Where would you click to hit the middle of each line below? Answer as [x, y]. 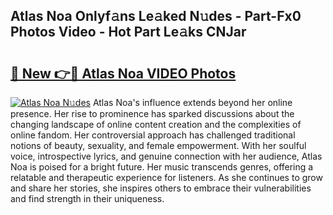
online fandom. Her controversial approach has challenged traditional [153, 135]
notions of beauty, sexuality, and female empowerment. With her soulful [158, 145]
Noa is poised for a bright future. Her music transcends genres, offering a [162, 167]
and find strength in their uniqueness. [87, 198]
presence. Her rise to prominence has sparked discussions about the [152, 113]
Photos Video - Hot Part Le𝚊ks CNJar [128, 32]
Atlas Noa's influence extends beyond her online [192, 102]
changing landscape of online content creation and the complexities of [156, 124]
